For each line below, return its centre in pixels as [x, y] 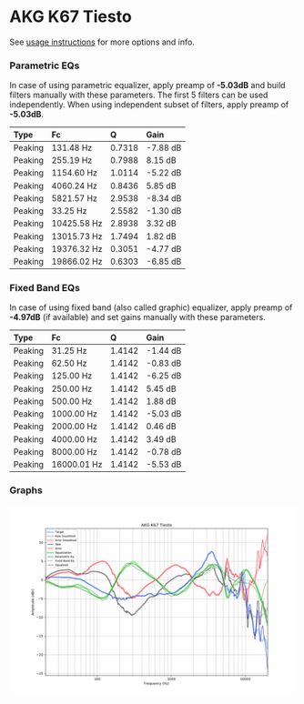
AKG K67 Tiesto [71, 17]
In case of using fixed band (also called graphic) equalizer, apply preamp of [151, 307]
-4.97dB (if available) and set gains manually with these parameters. [137, 317]
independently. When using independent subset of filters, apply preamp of [149, 105]
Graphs [26, 490]
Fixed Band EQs [45, 287]
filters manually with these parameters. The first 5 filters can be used [139, 95]
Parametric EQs [45, 65]
